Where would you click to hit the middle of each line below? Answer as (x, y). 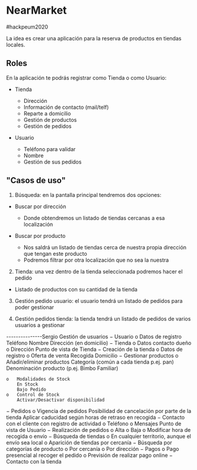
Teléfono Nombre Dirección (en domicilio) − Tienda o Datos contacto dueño (99, 343)
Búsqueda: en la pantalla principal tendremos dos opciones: (88, 195)
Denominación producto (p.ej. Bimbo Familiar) (62, 368)
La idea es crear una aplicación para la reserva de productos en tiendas (94, 38)
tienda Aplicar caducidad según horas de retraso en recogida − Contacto (96, 417)
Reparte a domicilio (47, 113)
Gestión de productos (50, 120)
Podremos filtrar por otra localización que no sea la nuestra (96, 260)
